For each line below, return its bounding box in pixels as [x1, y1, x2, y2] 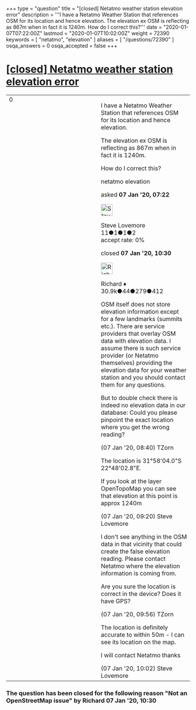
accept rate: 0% [101, 236, 145, 244]
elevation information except [101, 307, 179, 315]
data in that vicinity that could [101, 540, 182, 548]
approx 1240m [101, 499, 142, 507]
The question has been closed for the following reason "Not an [6, 689, 188, 697]
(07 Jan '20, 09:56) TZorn [101, 610, 174, 618]
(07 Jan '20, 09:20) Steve [101, 512, 173, 520]
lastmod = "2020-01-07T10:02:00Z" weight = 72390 [43, 30, 170, 37]
